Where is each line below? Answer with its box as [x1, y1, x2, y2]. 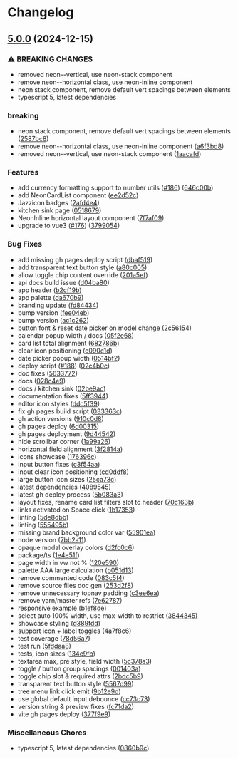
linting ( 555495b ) [17, 520, 69, 529]
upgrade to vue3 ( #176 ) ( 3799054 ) [17, 222, 120, 230]
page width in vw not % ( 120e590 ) [17, 558, 120, 567]
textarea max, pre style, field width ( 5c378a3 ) [17, 656, 152, 665]
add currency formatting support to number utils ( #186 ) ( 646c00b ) [17, 183, 214, 192]
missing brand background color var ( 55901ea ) [17, 528, 156, 537]
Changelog [7, 4, 74, 21]
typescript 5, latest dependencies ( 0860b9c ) [17, 744, 150, 753]
